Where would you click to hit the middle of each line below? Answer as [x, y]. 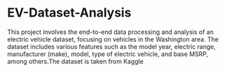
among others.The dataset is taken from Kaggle [75, 61]
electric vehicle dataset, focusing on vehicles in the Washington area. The [113, 39]
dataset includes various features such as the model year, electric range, [112, 46]
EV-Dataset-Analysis [70, 13]
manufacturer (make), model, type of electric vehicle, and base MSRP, [108, 54]
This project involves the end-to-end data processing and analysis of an [111, 32]
